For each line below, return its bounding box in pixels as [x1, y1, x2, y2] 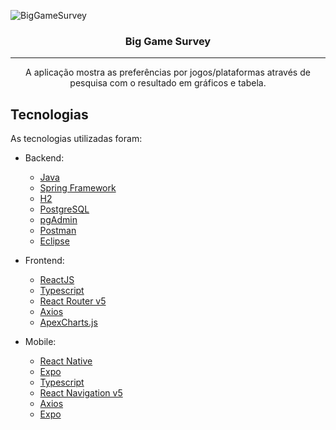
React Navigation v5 [39, 387, 123, 399]
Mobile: [24, 336, 57, 348]
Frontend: [24, 255, 65, 267]
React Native [39, 355, 93, 367]
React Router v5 [39, 295, 107, 307]
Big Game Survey [124, 34, 212, 48]
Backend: [24, 152, 65, 164]
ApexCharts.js [39, 316, 98, 329]
